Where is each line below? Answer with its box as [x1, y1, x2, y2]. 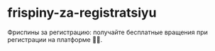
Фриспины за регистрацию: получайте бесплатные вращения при [7, 28, 208, 36]
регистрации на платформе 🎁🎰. [7, 35, 103, 43]
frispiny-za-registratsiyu [7, 5, 157, 21]
